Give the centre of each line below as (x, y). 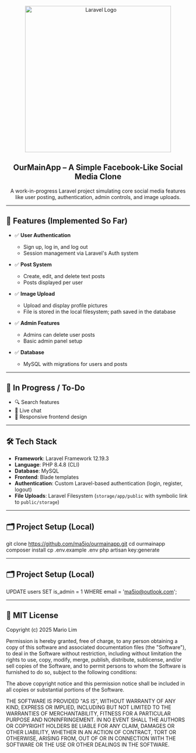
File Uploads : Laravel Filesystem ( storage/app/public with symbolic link (101, 496)
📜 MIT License (32, 616)
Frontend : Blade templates (47, 477)
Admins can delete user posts (59, 334)
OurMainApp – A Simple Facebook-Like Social (98, 168)
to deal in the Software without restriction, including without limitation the (94, 653)
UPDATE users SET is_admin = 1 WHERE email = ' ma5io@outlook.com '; (92, 591)
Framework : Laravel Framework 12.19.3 (62, 458)
